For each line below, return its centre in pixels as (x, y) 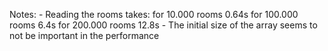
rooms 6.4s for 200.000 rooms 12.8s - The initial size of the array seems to (163, 25)
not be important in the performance (84, 35)
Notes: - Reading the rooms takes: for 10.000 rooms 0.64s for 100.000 (154, 14)
